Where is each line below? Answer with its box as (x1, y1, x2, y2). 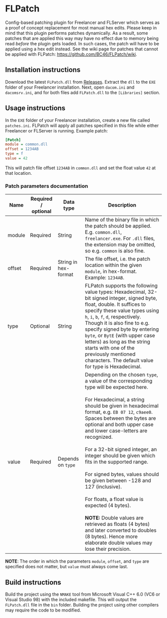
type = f (5, 151, 23, 156)
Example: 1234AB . (84, 274, 125, 281)
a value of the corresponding (84, 377, 153, 384)
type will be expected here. (84, 384, 148, 391)
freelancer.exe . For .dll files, (84, 235, 155, 242)
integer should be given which (84, 452, 156, 459)
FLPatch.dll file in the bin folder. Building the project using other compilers (5, 602, 159, 608)
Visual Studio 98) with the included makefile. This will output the (5, 597, 137, 603)
